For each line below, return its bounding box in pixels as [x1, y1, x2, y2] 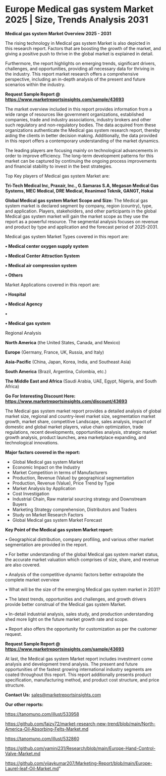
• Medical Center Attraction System [5, 253, 80, 259]
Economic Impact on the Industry [12, 464, 80, 470]
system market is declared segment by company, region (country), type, [5, 202, 153, 208]
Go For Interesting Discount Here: [5, 393, 76, 399]
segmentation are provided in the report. [5, 541, 88, 548]
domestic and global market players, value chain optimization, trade [5, 424, 144, 430]
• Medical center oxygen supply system [5, 243, 89, 249]
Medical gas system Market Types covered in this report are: [5, 233, 129, 239]
